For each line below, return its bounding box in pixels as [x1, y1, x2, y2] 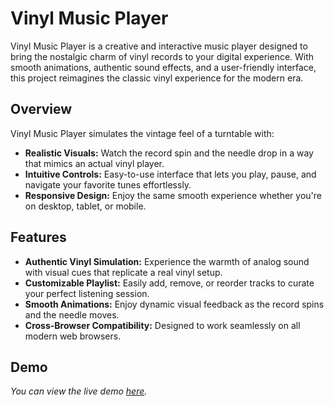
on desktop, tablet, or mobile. [24, 200, 147, 212]
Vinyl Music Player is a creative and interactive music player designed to [10, 40, 308, 52]
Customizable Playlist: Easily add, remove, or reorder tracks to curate [24, 277, 315, 289]
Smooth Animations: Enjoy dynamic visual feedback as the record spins [24, 298, 325, 310]
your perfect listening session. [24, 287, 150, 299]
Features [10, 229, 67, 246]
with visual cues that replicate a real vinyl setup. [24, 266, 223, 278]
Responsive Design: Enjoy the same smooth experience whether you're [24, 189, 322, 201]
